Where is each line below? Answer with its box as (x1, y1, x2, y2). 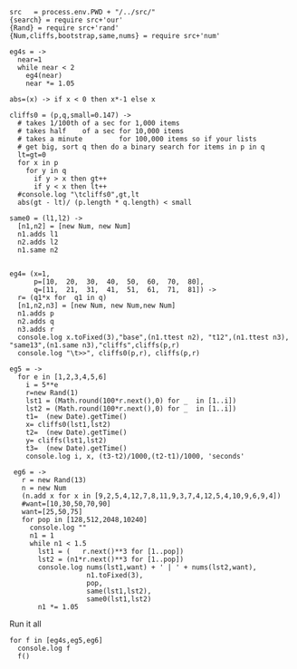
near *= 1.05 (25, 79, 75, 88)
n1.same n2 (17, 246, 59, 255)
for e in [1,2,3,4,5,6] (17, 373, 107, 382)
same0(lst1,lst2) (86, 595, 152, 604)
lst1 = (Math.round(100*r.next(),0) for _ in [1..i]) (25, 396, 237, 405)
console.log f (17, 644, 71, 653)
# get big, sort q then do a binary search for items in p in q (17, 142, 265, 151)
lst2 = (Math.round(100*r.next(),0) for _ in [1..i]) (25, 404, 237, 413)
